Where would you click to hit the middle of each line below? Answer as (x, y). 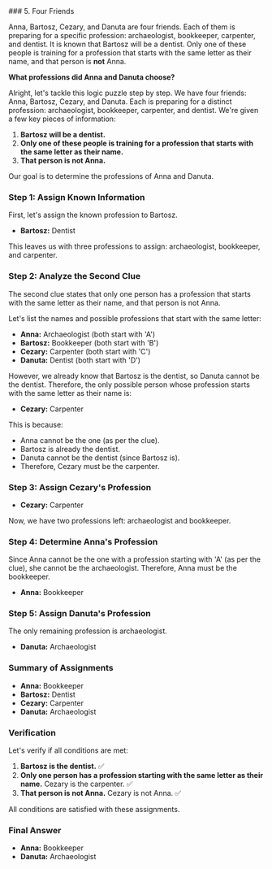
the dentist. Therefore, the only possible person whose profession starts (129, 385)
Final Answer (35, 830)
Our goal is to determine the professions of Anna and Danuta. (111, 176)
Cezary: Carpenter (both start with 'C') (85, 351)
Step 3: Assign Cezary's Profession (80, 487)
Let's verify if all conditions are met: (68, 750)
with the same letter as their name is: (70, 393)
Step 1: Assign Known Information (77, 197)
